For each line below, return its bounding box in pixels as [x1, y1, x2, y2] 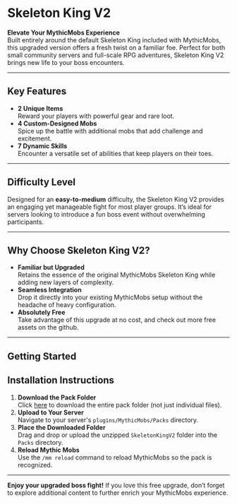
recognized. [17, 460, 53, 469]
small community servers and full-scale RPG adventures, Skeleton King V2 [7, 51, 224, 59]
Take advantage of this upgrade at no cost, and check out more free [17, 316, 217, 324]
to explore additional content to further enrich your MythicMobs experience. [7, 488, 229, 497]
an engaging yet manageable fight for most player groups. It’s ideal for [7, 203, 212, 211]
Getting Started [7, 350, 77, 362]
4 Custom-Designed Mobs [17, 119, 97, 128]
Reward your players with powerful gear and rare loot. [17, 112, 175, 120]
